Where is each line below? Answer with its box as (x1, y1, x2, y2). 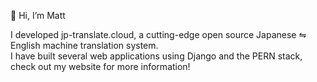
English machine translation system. (10, 40, 159, 51)
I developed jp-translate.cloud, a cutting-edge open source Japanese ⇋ (10, 29, 307, 40)
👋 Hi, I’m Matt (10, 10, 66, 21)
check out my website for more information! (10, 61, 191, 72)
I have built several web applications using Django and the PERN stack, (10, 50, 303, 62)
